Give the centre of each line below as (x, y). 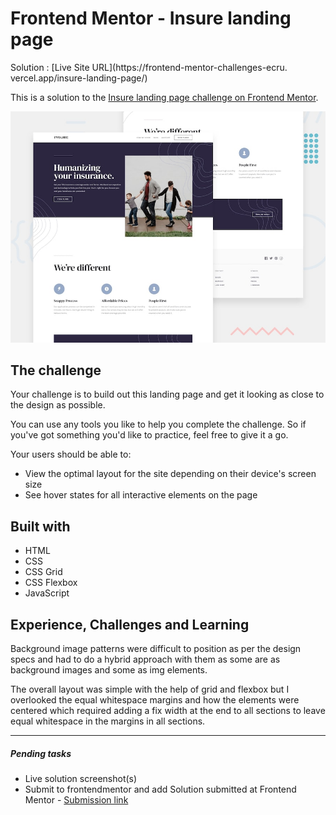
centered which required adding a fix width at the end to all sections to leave (168, 710)
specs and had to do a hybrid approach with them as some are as (145, 659)
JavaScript (47, 593)
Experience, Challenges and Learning (130, 624)
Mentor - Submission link (76, 799)
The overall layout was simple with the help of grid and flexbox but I (150, 689)
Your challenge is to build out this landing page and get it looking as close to (167, 394)
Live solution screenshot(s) (81, 778)
